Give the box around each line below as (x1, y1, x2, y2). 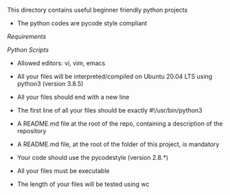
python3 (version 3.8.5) (16, 80, 84, 88)
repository (16, 127, 47, 135)
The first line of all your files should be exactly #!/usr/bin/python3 (16, 106, 203, 114)
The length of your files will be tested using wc (16, 180, 150, 188)
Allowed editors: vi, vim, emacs (16, 59, 106, 67)
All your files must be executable (16, 167, 110, 174)
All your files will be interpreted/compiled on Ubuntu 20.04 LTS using (16, 72, 213, 80)
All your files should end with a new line (16, 93, 130, 101)
